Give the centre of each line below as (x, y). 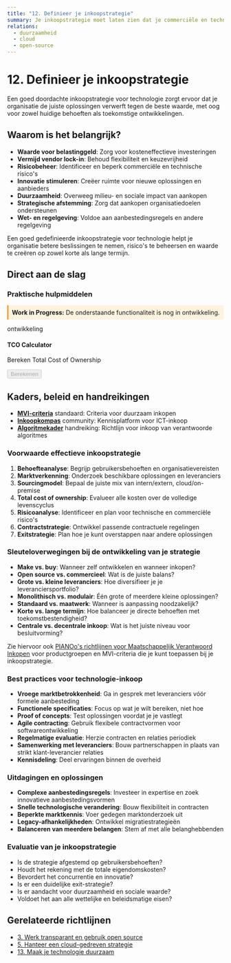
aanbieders (33, 188)
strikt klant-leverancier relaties (60, 753)
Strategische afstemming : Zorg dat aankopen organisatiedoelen (109, 203)
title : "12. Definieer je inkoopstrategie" (70, 13)
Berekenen (25, 374)
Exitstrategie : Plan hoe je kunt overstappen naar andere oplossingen (115, 534)
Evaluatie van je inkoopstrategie (62, 847)
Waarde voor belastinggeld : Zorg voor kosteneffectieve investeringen (117, 152)
